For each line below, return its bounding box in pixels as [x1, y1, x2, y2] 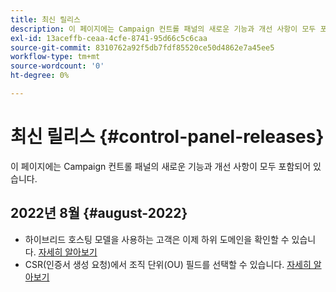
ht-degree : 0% [10, 71, 70, 81]
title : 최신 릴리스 [10, 14, 81, 25]
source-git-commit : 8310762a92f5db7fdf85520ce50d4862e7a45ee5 [10, 42, 275, 53]
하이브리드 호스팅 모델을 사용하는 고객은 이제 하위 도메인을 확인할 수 [24, 233, 290, 245]
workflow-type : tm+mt [10, 52, 101, 62]
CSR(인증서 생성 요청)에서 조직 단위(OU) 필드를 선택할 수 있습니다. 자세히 [24, 258, 312, 270]
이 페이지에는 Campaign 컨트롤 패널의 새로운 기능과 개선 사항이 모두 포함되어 [10, 160, 312, 172]
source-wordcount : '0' [10, 61, 105, 71]
